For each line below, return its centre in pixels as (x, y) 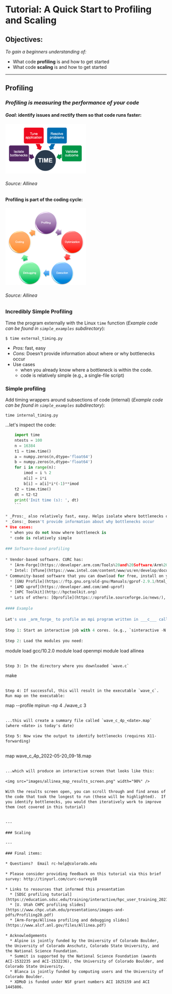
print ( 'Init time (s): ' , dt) (47, 500)
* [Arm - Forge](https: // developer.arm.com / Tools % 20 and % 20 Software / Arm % (87, 565)
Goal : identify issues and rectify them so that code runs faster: (73, 115)
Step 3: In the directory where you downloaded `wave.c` (67, 666)
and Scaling (31, 20)
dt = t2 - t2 (26, 495)
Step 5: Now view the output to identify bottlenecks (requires (75, 736)
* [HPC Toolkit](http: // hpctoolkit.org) (53, 592)
